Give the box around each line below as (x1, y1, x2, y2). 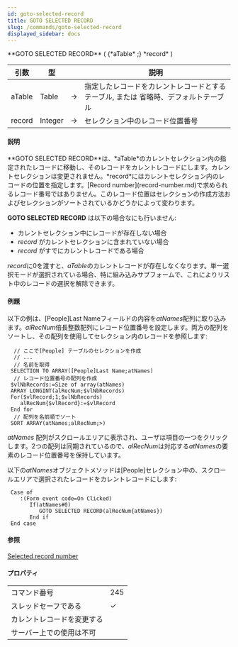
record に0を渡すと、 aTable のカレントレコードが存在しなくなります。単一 (7, 262, 223, 270)
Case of (10, 489, 33, 496)
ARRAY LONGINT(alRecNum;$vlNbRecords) (10, 387, 125, 394)
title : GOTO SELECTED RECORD (7, 17, 93, 24)
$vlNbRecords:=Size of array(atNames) (10, 381, 125, 388)
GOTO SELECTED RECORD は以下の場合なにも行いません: (7, 214, 177, 222)
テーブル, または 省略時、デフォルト (84, 92, 203, 102)
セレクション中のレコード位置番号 (84, 116, 198, 126)
